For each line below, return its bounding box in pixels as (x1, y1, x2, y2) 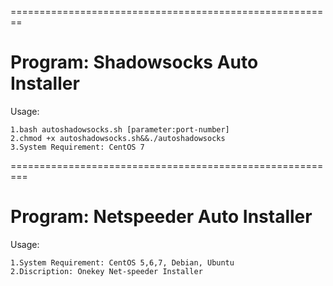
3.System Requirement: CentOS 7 (10, 142, 145, 152)
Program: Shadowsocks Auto (10, 51, 259, 74)
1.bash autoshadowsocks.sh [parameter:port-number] (10, 124, 230, 135)
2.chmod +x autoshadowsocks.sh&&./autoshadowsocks (10, 133, 226, 143)
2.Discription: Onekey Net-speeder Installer (10, 266, 203, 276)
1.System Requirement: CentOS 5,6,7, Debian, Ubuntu (10, 257, 235, 268)
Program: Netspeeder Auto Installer (10, 206, 313, 228)
